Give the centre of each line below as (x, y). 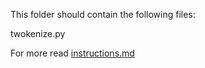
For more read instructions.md (72, 53)
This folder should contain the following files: (103, 14)
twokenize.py (38, 33)
